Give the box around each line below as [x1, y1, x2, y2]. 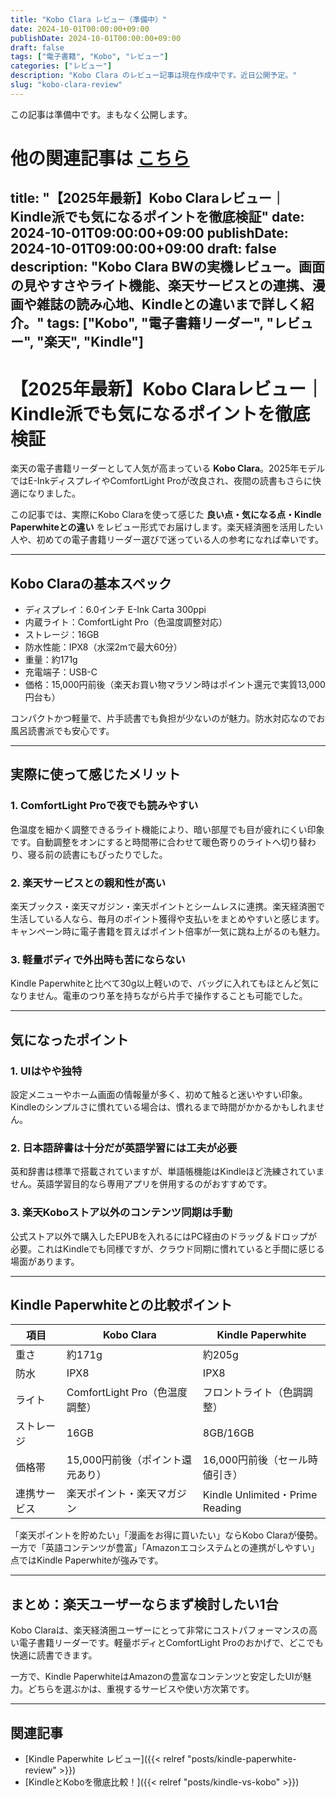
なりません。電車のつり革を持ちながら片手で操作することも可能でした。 [10, 990, 308, 1002]
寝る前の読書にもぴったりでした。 [27, 848, 168, 860]
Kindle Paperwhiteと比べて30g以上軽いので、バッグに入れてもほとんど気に [10, 977, 320, 990]
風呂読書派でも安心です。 [10, 725, 115, 737]
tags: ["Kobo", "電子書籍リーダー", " [46, 315, 275, 332]
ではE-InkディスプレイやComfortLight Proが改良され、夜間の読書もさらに [10, 475, 313, 487]
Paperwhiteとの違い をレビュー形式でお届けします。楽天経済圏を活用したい [10, 521, 324, 533]
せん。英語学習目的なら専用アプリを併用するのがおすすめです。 [10, 1178, 273, 1190]
